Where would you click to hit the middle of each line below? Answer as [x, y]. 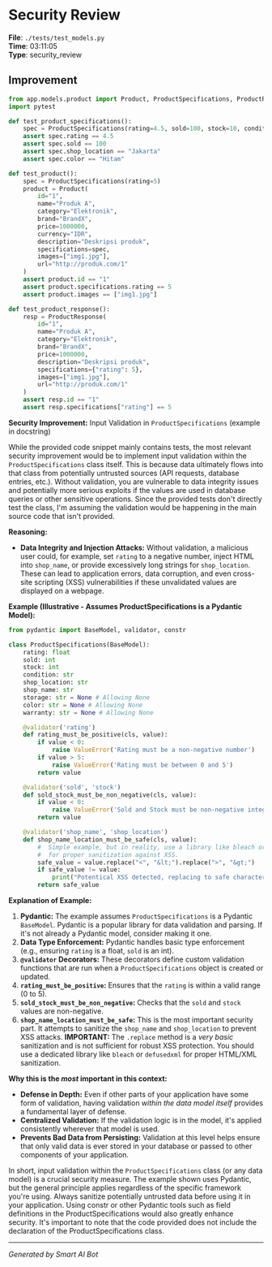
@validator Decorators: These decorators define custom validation [132, 959]
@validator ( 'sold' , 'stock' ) [72, 787]
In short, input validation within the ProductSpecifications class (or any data [136, 1170]
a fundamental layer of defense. [73, 1111]
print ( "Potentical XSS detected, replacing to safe [140, 878]
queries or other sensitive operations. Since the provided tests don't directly [135, 499]
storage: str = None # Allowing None [87, 697]
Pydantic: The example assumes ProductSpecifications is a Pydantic [136, 916]
